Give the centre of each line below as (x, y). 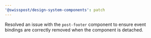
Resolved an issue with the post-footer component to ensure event (75, 24)
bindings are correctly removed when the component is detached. (74, 30)
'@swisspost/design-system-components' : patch (55, 10)
